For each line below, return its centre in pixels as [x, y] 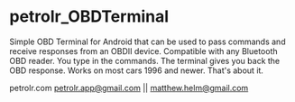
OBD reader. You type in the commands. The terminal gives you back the [145, 60]
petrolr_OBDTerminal [89, 17]
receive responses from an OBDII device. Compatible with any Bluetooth [143, 51]
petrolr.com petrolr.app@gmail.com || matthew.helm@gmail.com [129, 88]
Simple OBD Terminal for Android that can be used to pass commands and [147, 42]
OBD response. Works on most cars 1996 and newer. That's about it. [137, 70]
